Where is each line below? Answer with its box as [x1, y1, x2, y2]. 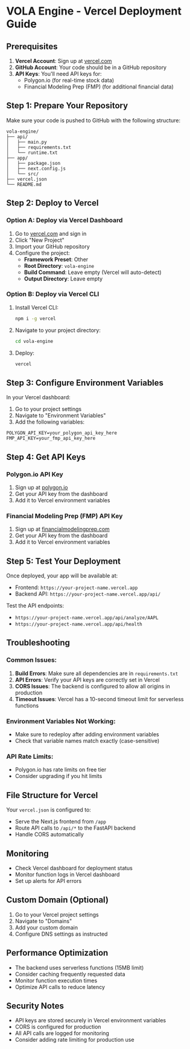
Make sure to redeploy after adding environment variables [14, 731, 159, 738]
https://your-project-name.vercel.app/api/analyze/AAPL [14, 615, 159, 621]
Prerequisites [6, 41, 58, 52]
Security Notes [6, 1001, 65, 1011]
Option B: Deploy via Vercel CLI [6, 290, 100, 298]
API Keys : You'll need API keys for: [14, 70, 102, 77]
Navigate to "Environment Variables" [14, 412, 106, 419]
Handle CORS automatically [14, 831, 84, 838]
